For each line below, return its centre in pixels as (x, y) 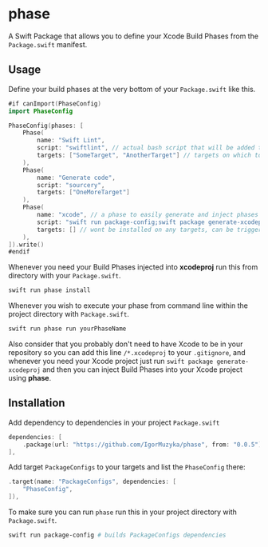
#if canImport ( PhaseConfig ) (55, 104)
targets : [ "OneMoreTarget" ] (83, 193)
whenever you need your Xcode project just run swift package (111, 361)
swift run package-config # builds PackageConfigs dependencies (117, 535)
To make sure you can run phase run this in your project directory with (123, 512)
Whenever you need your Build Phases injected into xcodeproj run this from (133, 267)
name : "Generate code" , (76, 178)
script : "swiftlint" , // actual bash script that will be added (146, 148)
